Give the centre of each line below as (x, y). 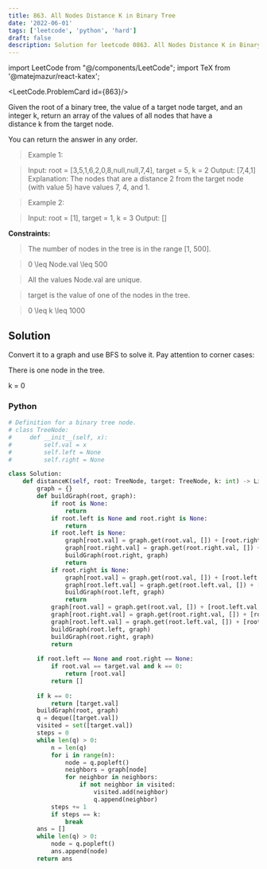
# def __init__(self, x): (58, 437)
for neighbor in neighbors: (111, 777)
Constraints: (29, 234)
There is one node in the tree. (56, 370)
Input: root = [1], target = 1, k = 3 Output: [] (97, 218)
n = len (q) (69, 748)
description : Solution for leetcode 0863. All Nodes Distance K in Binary (135, 45)
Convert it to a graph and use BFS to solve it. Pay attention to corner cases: (132, 354)
